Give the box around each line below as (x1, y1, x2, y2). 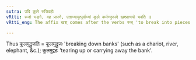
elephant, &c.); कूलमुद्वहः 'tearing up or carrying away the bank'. (6, 47, 153, 54)
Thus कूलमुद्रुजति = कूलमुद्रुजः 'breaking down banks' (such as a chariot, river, (6, 40, 179, 47)
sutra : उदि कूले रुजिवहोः (6, 8, 54, 15)
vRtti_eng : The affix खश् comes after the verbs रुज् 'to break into (6, 19, 173, 25)
